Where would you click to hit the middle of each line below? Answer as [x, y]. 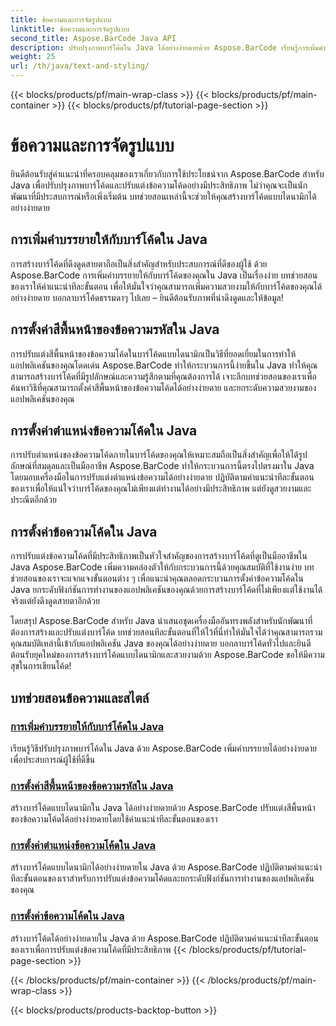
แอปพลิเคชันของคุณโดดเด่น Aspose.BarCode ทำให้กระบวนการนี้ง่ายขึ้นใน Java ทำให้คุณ [164, 365]
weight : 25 [33, 57]
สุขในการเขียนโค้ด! [41, 666]
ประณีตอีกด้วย [33, 500]
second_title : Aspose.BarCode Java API [93, 38]
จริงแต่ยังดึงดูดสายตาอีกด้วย [55, 601]
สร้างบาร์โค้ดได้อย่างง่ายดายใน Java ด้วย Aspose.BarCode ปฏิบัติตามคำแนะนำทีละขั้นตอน [164, 938]
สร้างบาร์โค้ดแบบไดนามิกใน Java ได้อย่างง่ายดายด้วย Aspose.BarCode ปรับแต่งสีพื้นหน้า [163, 808]
